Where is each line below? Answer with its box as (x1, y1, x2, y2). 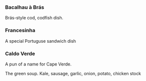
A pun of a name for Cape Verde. (5, 61, 72, 67)
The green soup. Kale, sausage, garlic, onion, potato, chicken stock (5, 70, 141, 76)
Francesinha (5, 27, 36, 34)
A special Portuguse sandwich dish (5, 38, 76, 44)
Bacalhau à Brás (5, 4, 45, 11)
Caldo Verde (5, 50, 35, 57)
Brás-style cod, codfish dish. (5, 15, 64, 21)
